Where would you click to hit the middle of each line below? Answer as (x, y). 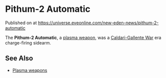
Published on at (21, 23)
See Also (19, 58)
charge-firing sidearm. (28, 42)
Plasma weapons (30, 70)
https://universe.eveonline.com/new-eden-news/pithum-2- (98, 23)
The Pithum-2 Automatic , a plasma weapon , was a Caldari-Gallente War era (83, 38)
